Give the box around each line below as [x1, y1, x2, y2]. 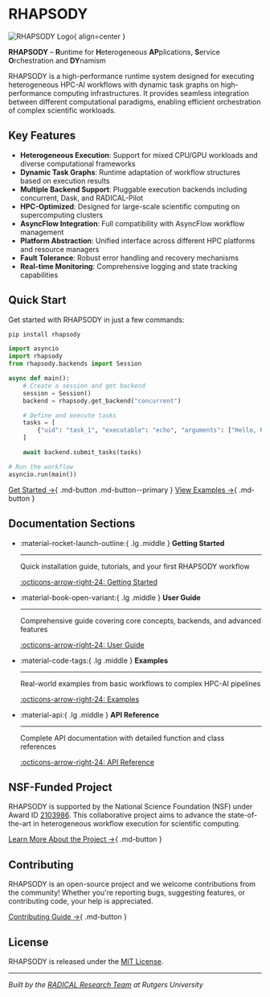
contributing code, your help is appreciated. [8, 896, 153, 906]
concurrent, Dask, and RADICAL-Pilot [19, 192, 143, 202]
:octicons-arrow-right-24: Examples [19, 694, 140, 704]
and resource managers [19, 244, 100, 254]
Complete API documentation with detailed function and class [19, 733, 225, 743]
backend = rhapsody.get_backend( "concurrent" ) [22, 396, 182, 405]
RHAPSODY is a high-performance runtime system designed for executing [8, 71, 255, 81]
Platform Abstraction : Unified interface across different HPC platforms [19, 235, 256, 246]
